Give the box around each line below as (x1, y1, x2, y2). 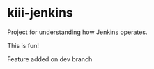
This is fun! (7, 41, 40, 49)
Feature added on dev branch (7, 54, 93, 63)
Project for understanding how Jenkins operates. (7, 28, 148, 36)
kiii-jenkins (7, 5, 73, 21)
